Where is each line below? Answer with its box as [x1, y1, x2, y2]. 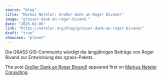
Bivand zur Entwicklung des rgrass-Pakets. [5, 54, 94, 60]
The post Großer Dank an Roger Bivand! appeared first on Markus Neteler [5, 63, 157, 70]
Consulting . [5, 69, 29, 75]
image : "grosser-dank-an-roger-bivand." [5, 16, 91, 21]
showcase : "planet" [5, 35, 46, 40]
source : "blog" [5, 7, 37, 12]
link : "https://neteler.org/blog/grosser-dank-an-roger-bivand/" [5, 26, 144, 31]
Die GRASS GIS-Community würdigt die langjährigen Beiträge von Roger [5, 48, 154, 55]
